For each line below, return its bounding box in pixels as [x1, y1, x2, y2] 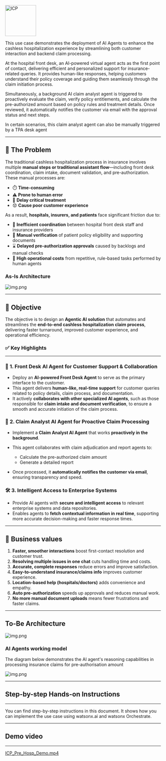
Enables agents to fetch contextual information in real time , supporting [12, 510, 159, 517]
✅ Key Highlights [5, 344, 47, 351]
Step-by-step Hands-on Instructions [5, 690, 120, 699]
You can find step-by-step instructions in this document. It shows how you [5, 708, 157, 714]
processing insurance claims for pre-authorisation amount [5, 661, 124, 668]
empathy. [12, 585, 32, 591]
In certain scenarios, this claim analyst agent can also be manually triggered [5, 121, 160, 127]
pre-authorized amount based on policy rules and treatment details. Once [5, 102, 155, 107]
